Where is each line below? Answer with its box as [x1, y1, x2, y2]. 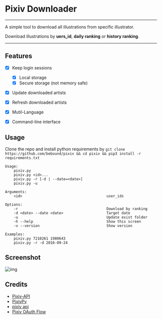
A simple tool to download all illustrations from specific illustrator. [5, 24, 135, 30]
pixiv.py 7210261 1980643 [13, 236, 66, 241]
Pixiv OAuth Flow [12, 309, 46, 315]
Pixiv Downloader [5, 3, 77, 15]
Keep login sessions [12, 64, 52, 71]
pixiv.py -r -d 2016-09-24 [13, 240, 68, 245]
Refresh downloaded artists [12, 99, 67, 105]
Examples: [5, 232, 25, 237]
